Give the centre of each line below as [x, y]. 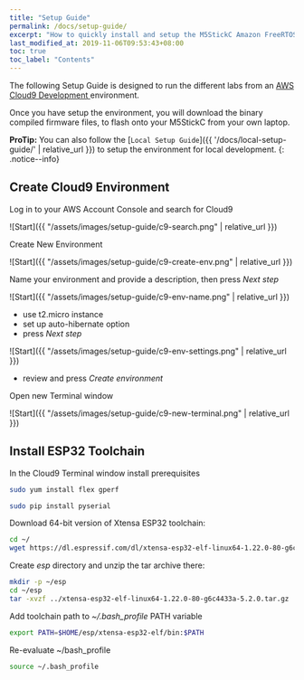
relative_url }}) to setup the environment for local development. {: [163, 149]
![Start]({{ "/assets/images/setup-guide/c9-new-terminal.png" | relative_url [149, 413]
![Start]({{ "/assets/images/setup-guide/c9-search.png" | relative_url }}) [143, 226]
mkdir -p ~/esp [38, 582]
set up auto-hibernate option [76, 324]
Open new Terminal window [62, 395]
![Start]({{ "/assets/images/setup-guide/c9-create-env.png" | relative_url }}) [151, 261]
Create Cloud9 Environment [90, 188]
